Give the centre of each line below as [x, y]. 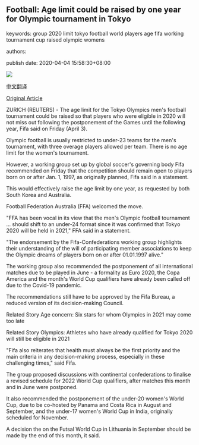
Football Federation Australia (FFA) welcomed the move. [75, 206]
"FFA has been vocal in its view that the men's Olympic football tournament [98, 218]
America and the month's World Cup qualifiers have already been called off [98, 278]
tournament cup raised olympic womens [56, 40]
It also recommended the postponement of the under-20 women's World [95, 399]
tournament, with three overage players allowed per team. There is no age [97, 146]
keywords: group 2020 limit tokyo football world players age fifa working [95, 33]
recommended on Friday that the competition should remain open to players [99, 170]
